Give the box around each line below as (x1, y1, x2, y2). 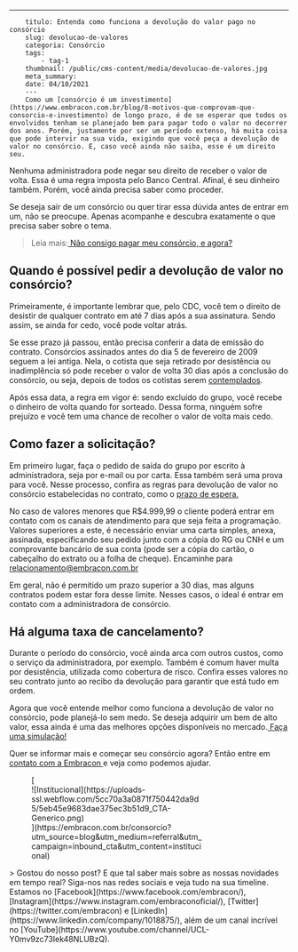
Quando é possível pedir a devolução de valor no (9, 263, 284, 278)
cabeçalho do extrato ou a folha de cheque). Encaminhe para (9, 553, 233, 564)
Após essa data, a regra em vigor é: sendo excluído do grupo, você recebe (9, 392, 283, 403)
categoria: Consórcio (25, 41, 105, 50)
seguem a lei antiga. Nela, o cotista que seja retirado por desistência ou (9, 356, 271, 366)
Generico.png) (31, 812, 84, 823)
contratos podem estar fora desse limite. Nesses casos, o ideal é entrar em (9, 588, 284, 600)
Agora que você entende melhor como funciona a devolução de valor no (9, 703, 275, 714)
